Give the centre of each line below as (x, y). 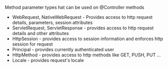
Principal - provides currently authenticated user (63, 49)
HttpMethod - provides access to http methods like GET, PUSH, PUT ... (86, 55)
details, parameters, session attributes (52, 23)
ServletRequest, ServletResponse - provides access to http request (83, 28)
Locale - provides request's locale (48, 60)
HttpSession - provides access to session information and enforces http (88, 39)
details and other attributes (40, 33)
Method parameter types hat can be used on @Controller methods (75, 7)
